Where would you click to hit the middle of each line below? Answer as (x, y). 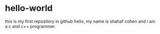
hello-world (29, 8)
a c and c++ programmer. (30, 26)
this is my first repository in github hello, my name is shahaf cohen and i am (80, 21)
